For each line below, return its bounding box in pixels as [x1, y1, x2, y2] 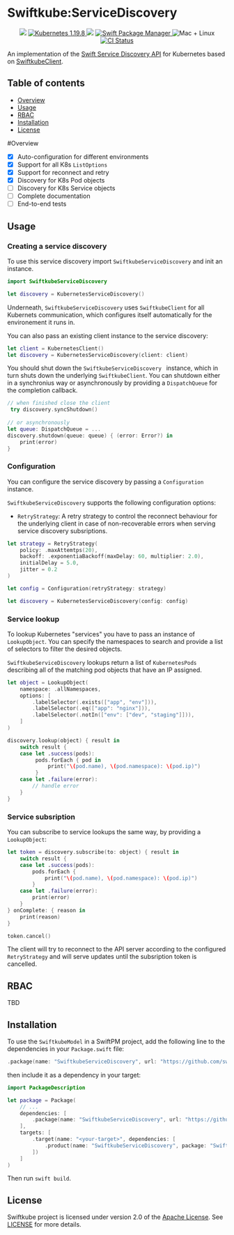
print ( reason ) [19, 913, 61, 921]
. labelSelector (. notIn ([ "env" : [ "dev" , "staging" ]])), [32, 712, 195, 719]
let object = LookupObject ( [7, 679, 89, 686]
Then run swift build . [7, 1174, 72, 1183]
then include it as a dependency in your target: [7, 1071, 141, 1079]
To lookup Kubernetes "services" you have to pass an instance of [7, 629, 196, 638]
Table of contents [7, 77, 85, 89]
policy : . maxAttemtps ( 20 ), [19, 546, 98, 553]
